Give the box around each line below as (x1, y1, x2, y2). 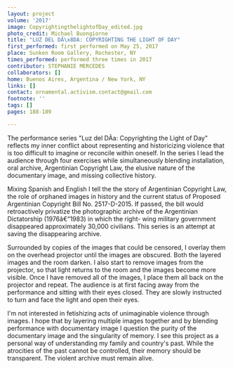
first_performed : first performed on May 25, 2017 (7, 43, 159, 50)
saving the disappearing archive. (7, 229, 102, 238)
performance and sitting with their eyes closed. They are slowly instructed (7, 287, 222, 296)
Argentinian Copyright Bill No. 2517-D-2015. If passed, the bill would (7, 200, 204, 208)
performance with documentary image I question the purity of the (7, 324, 197, 332)
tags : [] (7, 102, 33, 109)
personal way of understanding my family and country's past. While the (7, 339, 214, 347)
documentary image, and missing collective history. (7, 171, 157, 179)
